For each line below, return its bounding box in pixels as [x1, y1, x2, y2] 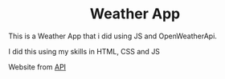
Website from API [8, 61, 67, 72]
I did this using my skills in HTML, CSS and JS [8, 46, 161, 56]
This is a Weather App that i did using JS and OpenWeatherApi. [8, 31, 217, 41]
